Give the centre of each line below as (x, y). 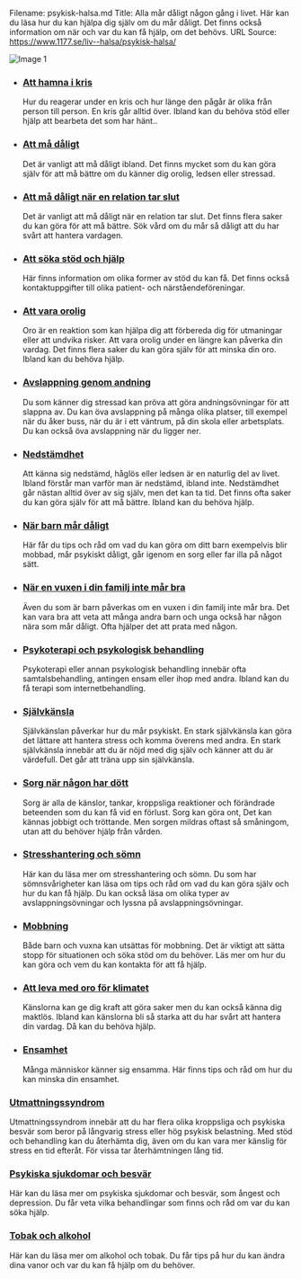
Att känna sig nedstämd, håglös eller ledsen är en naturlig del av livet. (151, 474)
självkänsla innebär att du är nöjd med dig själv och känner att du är (148, 751)
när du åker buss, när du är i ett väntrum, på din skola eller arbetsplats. (153, 421)
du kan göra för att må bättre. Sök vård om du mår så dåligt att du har (151, 226)
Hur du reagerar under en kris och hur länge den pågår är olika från (147, 102)
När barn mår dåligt (66, 525)
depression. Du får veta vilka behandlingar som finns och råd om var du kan (150, 1203)
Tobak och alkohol (50, 1236)
